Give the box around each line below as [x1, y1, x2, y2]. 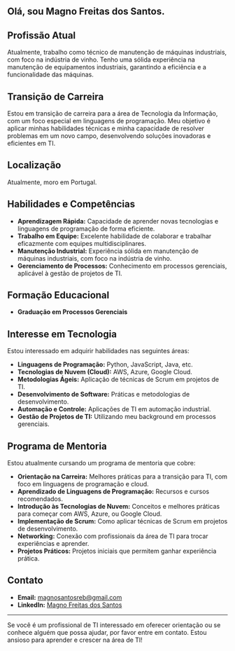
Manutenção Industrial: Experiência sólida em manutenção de [17, 247, 199, 255]
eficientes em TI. [7, 139, 56, 148]
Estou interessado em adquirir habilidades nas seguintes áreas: [7, 347, 190, 355]
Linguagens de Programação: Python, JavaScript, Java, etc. [17, 360, 194, 369]
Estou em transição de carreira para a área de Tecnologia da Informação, [7, 109, 218, 118]
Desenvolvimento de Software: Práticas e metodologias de [17, 390, 190, 399]
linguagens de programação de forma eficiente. [17, 224, 155, 233]
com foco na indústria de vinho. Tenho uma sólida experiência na [7, 55, 196, 64]
